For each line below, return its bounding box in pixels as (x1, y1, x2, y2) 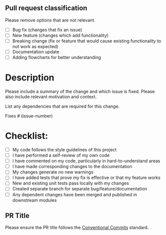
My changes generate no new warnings (12, 169, 94, 175)
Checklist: (5, 130, 49, 142)
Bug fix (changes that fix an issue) (12, 27, 83, 33)
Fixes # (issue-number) (5, 113, 53, 119)
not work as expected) (12, 44, 58, 49)
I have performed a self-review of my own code (12, 152, 110, 158)
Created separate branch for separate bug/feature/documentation (12, 186, 148, 192)
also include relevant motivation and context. (5, 94, 97, 100)
